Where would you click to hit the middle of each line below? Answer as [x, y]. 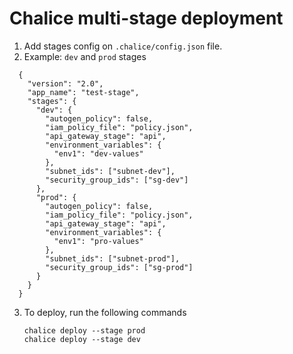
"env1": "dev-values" [98, 153]
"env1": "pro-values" [98, 241]
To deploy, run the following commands [105, 312]
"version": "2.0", [65, 83]
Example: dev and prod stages [85, 56]
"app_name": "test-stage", [83, 92]
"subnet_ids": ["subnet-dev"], [110, 171]
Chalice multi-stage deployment [146, 18]
